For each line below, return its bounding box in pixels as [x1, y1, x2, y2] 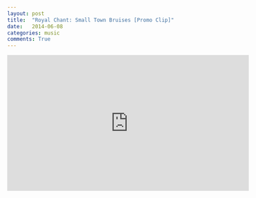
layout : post [7, 10, 45, 17]
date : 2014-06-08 [7, 23, 63, 30]
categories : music [7, 29, 60, 37]
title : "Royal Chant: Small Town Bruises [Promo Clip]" [7, 17, 175, 23]
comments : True [7, 36, 51, 43]
